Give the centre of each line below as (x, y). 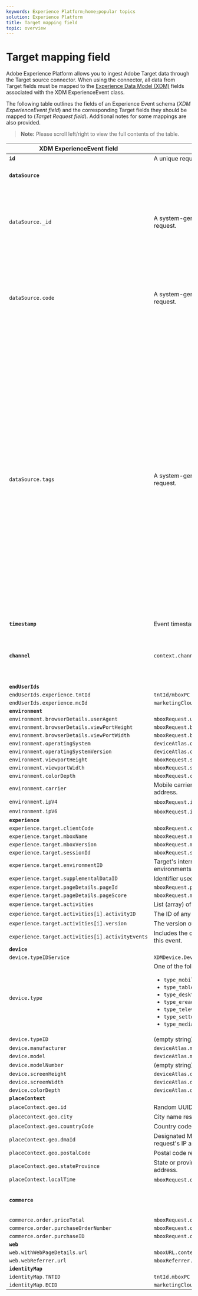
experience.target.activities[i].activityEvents (79, 937)
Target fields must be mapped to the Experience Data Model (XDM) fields (95, 86)
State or (164, 1163)
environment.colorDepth (42, 776)
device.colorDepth (35, 1090)
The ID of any (172, 914)
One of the (168, 967)
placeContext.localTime (42, 1180)
